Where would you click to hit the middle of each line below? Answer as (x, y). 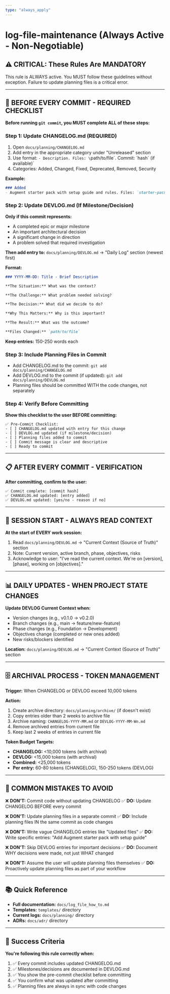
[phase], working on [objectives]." (48, 564)
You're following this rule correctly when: (50, 953)
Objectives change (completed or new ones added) (66, 634)
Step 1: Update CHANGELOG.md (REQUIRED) (61, 136)
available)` (23, 163)
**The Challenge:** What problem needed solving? (59, 295)
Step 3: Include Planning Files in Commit (56, 354)
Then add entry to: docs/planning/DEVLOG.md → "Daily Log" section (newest (84, 252)
